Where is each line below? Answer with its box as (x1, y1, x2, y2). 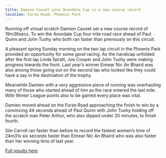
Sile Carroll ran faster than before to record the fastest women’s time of (5, 127, 151, 133)
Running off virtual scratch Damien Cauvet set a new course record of (5, 25, 148, 31)
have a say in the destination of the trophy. (5, 72, 93, 78)
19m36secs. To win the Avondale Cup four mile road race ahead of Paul (5, 31, 151, 37)
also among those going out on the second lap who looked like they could (5, 67, 156, 73)
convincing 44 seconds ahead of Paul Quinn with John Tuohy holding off (5, 107, 155, 113)
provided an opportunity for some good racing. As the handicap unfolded (5, 51, 155, 57)
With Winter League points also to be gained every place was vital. (5, 92, 141, 98)
